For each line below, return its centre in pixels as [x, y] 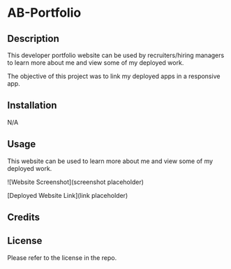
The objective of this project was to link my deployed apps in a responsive [114, 76]
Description [33, 39]
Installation [32, 106]
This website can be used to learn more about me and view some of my [110, 161]
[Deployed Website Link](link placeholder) [68, 195]
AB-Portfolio [44, 13]
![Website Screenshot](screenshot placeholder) [76, 182]
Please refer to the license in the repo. [62, 258]
